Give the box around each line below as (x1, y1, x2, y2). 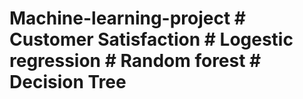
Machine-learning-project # (9, 7, 247, 30)
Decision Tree (9, 71, 127, 94)
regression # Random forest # (9, 50, 262, 72)
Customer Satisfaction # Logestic (9, 28, 294, 51)
